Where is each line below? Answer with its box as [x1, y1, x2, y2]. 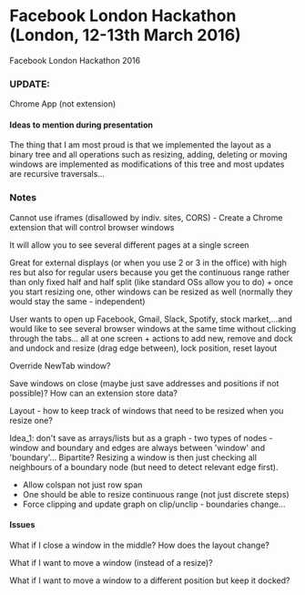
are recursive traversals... [9, 169, 105, 180]
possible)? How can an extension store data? [9, 387, 178, 398]
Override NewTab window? [9, 360, 111, 371]
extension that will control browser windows [9, 221, 175, 232]
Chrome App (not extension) [9, 98, 117, 109]
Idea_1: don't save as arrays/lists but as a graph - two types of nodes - [9, 432, 273, 443]
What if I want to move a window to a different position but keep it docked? [9, 575, 290, 586]
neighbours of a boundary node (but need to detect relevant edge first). [9, 461, 279, 472]
